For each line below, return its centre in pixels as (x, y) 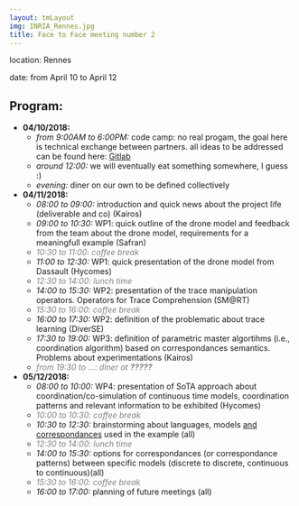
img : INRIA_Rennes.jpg (52, 26)
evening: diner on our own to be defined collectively (133, 185)
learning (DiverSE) (70, 329)
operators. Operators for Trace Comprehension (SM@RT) (143, 300)
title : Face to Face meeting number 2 (82, 34)
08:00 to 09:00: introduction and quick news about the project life (159, 205)
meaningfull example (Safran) (91, 243)
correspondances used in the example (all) (116, 435)
